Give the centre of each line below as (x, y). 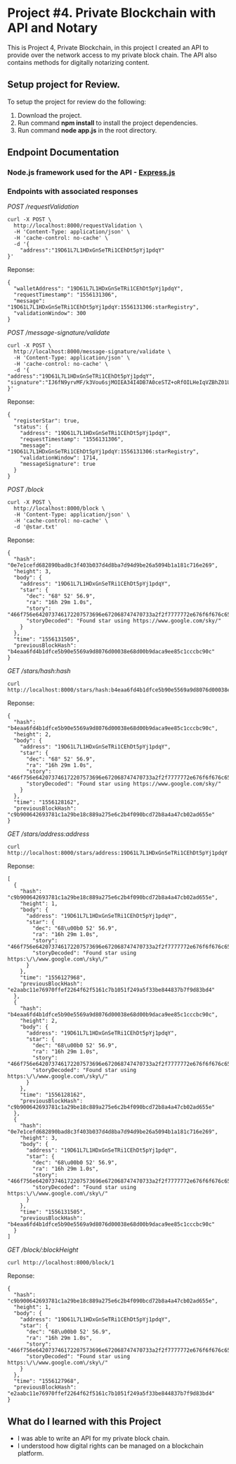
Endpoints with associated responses (73, 191)
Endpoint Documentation (63, 153)
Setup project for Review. (64, 85)
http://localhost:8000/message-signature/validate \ (92, 352)
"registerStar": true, (47, 421)
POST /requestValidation (43, 207)
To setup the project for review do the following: (77, 102)
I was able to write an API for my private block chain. (93, 1439)
